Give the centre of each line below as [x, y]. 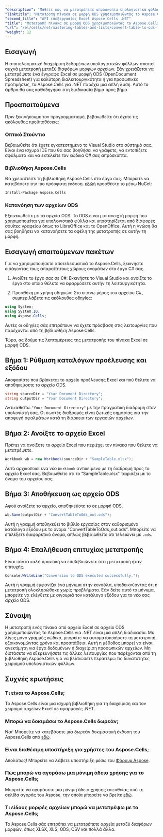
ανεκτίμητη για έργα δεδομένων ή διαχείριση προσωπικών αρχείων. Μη [78, 648]
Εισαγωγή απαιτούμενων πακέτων [59, 252]
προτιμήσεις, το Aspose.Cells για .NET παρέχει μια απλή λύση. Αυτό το [77, 84]
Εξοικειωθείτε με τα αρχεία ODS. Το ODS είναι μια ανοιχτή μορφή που [76, 216]
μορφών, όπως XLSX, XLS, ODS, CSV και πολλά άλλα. [60, 829]
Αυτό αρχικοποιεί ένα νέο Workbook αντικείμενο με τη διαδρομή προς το [77, 469]
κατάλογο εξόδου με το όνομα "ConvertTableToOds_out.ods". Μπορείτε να [81, 529]
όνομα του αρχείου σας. [30, 479]
